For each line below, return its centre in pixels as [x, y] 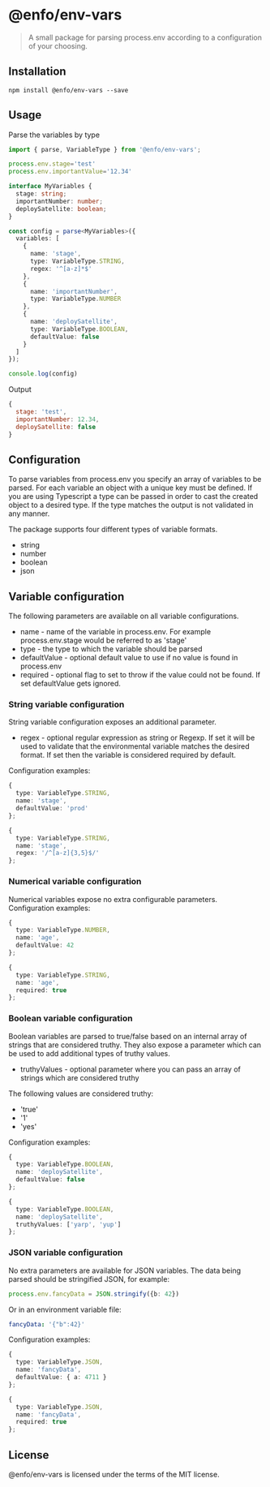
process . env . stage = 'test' [52, 164]
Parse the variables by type [54, 135]
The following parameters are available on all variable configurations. [124, 616]
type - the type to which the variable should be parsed [111, 649]
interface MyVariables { [50, 187]
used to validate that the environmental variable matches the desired [135, 746]
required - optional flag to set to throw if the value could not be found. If [140, 675]
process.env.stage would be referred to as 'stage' [103, 640]
